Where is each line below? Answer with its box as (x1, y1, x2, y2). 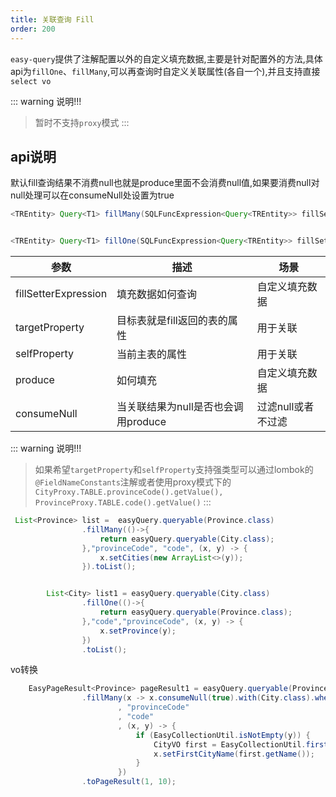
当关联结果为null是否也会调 (116, 400, 244, 414)
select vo (10, 76, 52, 86)
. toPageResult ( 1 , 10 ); (81, 777, 177, 787)
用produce (116, 415, 167, 429)
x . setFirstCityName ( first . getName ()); (153, 749, 315, 759)
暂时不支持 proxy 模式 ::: (34, 116, 130, 128)
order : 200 (10, 24, 56, 34)
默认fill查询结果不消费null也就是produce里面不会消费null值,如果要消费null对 (10, 177, 320, 189)
